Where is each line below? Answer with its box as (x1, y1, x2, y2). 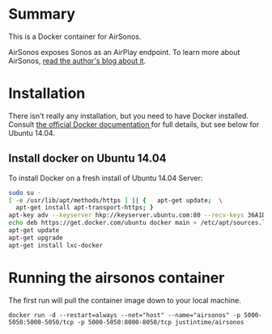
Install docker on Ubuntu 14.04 (8, 151, 168, 166)
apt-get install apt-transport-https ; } (15, 204, 154, 212)
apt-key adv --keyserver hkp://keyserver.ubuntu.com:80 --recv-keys (8, 211, 244, 219)
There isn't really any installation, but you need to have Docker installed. (8, 111, 249, 120)
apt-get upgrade (8, 234, 63, 242)
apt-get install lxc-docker (8, 241, 104, 249)
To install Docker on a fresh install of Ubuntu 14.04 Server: (8, 173, 203, 183)
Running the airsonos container (8, 268, 225, 287)
